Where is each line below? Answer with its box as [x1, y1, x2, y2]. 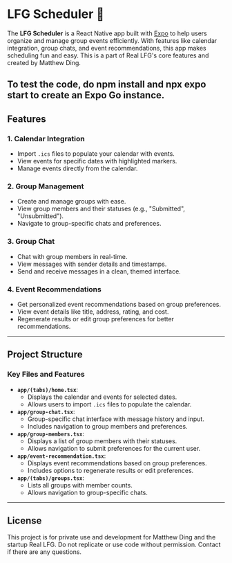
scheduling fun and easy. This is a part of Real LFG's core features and [7, 51, 209, 60]
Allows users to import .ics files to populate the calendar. [27, 400, 192, 408]
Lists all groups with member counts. [27, 481, 133, 489]
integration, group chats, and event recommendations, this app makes [7, 44, 206, 52]
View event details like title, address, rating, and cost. [17, 307, 169, 316]
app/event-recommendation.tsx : [17, 452, 106, 460]
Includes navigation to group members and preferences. [27, 422, 188, 430]
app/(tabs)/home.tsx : [17, 385, 78, 393]
